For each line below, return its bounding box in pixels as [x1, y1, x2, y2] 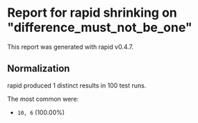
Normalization [7, 63, 70, 74]
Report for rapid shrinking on [7, 5, 177, 21]
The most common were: [7, 95, 79, 103]
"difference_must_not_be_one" [7, 19, 192, 35]
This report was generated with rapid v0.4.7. [7, 42, 134, 51]
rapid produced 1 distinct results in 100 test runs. [7, 81, 147, 90]
